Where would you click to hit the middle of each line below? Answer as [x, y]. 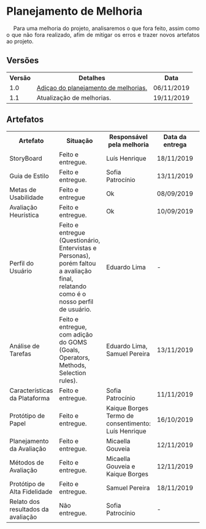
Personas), [75, 256]
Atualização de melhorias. [74, 97]
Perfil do [22, 263]
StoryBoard [26, 158]
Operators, [74, 357]
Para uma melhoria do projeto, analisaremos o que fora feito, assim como [106, 28]
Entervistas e [78, 248]
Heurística [24, 215]
